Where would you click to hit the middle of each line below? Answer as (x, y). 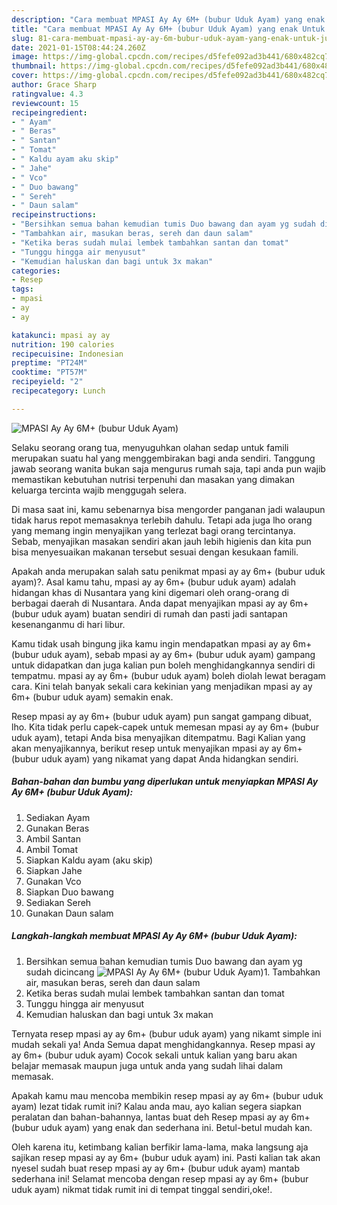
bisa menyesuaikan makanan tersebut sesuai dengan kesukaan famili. (155, 552)
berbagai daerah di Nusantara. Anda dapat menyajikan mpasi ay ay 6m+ (160, 603)
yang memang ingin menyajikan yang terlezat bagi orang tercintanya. (153, 530)
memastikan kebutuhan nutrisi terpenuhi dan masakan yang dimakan (153, 479)
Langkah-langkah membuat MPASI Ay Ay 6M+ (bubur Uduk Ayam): (154, 936)
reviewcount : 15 (45, 103)
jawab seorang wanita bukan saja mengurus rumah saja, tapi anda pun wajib (168, 468)
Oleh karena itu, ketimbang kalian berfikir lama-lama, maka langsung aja (160, 1147)
